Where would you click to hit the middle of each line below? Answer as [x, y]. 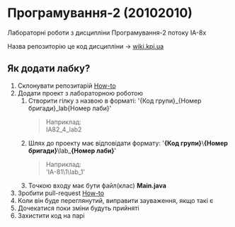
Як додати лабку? [49, 69]
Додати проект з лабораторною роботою [80, 93]
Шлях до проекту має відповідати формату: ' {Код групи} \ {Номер [128, 143]
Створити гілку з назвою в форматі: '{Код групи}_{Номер [115, 100]
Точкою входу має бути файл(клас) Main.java [97, 185]
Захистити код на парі [51, 215]
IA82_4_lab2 [64, 129]
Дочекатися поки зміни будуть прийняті [78, 208]
